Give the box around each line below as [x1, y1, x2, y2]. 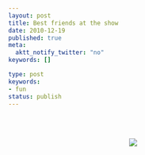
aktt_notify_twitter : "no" [15, 48, 105, 56]
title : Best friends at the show [8, 19, 119, 27]
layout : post [8, 11, 52, 20]
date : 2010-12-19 [8, 26, 66, 34]
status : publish [8, 92, 62, 100]
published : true [8, 33, 62, 42]
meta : [8, 41, 26, 49]
